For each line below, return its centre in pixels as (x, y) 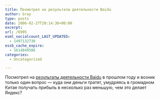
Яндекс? (14, 93)
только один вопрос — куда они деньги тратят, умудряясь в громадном (80, 83)
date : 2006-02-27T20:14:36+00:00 (39, 23)
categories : (17, 55)
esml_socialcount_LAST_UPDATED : (37, 37)
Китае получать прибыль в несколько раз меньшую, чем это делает (76, 87)
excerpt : (14, 28)
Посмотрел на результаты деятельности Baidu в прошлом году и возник (80, 77)
